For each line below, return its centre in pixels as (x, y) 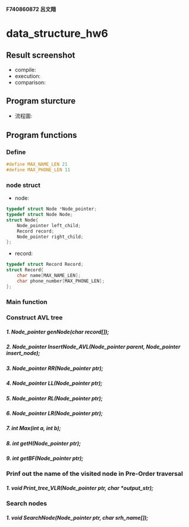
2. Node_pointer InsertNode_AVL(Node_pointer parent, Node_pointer (93, 347)
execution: (28, 76)
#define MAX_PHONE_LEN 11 (38, 170)
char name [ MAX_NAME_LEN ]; (49, 276)
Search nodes (27, 504)
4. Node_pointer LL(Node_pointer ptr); (54, 383)
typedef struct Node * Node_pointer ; (51, 209)
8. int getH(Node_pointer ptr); (44, 443)
